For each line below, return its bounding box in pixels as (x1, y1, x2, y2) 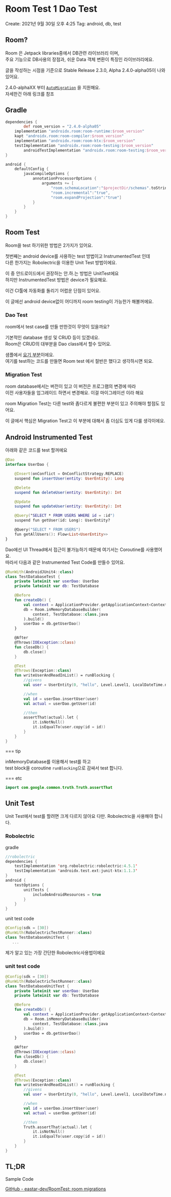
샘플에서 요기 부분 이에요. (5, 352, 54, 358)
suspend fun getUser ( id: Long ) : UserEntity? (14, 518, 110, 523)
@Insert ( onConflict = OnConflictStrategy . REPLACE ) (14, 471, 124, 477)
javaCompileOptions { (23, 171, 70, 177)
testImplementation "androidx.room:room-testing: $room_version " (14, 143, 154, 148)
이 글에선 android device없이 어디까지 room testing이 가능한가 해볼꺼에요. (5, 298, 154, 304)
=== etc (5, 775, 22, 781)
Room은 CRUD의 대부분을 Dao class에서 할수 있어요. (5, 341, 112, 347)
